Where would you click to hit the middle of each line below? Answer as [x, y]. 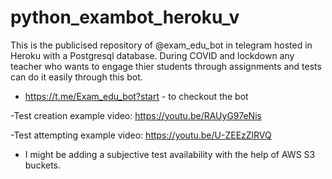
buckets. [43, 165]
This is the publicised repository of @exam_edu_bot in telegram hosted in [161, 45]
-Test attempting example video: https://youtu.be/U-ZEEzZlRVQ [141, 135]
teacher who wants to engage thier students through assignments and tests [166, 66]
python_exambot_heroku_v [125, 17]
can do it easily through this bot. [76, 77]
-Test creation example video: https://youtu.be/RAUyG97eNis [136, 115]
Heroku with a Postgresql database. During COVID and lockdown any [152, 55]
